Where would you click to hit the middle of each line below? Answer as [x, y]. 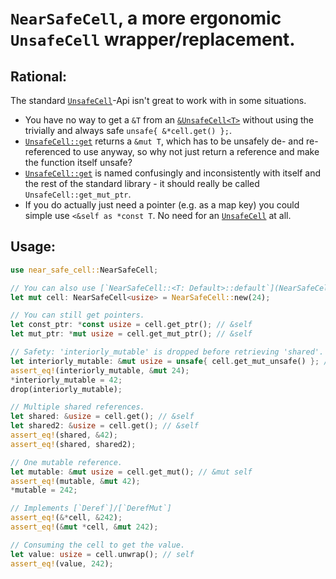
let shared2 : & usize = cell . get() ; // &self [104, 426]
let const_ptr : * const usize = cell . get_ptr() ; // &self [131, 325]
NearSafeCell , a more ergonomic [146, 18]
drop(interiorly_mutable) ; [66, 389]
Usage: [33, 247]
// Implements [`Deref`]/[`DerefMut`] [91, 508]
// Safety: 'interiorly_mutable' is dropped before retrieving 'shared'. [167, 352]
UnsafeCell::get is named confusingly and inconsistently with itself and [173, 173]
